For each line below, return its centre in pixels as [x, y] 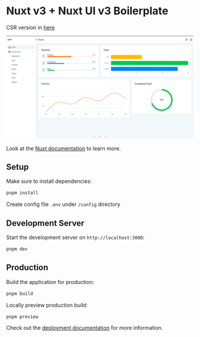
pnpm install [22, 193]
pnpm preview [22, 317]
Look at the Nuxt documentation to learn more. [63, 148]
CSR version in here [30, 27]
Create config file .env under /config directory [63, 204]
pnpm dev [17, 249]
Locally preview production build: [47, 305]
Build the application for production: [50, 282]
